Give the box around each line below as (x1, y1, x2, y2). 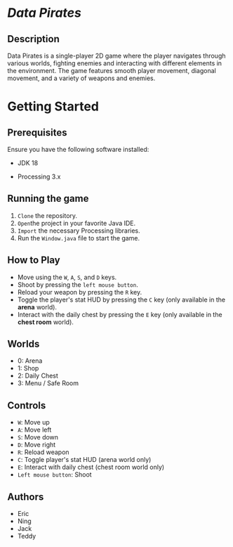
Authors (7, 491, 44, 503)
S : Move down (17, 433, 58, 442)
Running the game (7, 193, 89, 205)
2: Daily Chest (17, 371, 58, 380)
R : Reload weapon (17, 448, 69, 456)
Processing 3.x (17, 172, 61, 181)
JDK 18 (17, 159, 39, 167)
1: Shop (17, 364, 39, 373)
